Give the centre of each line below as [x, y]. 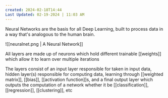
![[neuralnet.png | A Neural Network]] [44, 44]
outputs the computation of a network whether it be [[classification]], [77, 85]
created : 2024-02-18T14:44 [34, 10]
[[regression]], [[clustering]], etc [39, 90]
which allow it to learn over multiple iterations [52, 59]
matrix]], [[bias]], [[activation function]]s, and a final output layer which [79, 79]
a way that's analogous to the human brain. [50, 34]
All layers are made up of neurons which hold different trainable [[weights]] [83, 54]
